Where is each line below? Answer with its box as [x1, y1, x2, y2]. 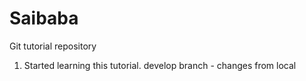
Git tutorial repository [9, 40, 97, 52]
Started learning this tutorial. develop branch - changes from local [23, 59, 297, 71]
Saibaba [9, 7, 79, 30]
